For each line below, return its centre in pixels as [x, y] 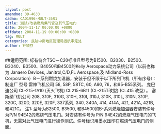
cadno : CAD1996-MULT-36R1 [31, 18]
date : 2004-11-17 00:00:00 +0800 [39, 28]
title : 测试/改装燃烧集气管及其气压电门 [41, 23]
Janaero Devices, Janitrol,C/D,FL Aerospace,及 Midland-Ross [72, 72]
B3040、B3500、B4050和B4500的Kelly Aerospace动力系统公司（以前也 [78, 66]
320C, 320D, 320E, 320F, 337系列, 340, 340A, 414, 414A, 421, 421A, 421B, [80, 102]
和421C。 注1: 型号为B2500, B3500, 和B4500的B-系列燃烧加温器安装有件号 [80, 109]
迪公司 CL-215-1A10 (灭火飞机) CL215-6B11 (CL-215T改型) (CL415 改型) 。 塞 [80, 90]
